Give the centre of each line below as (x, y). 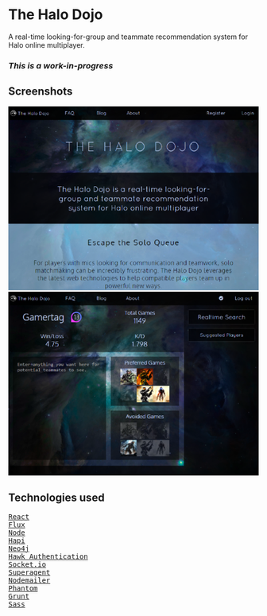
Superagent (29, 572)
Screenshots (41, 92)
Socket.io (27, 564)
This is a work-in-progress (61, 65)
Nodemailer (29, 580)
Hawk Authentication (48, 556)
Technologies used (56, 498)
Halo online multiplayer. (46, 45)
